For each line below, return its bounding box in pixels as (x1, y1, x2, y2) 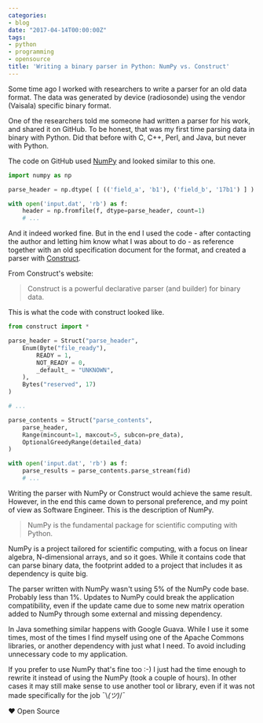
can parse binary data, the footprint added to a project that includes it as (8, 561, 243, 570)
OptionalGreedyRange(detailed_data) (22, 438, 143, 446)
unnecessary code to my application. (8, 649, 128, 659)
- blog (8, 19, 30, 27)
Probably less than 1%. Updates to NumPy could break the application (8, 592, 235, 601)
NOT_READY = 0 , (36, 359, 86, 367)
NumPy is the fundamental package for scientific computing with (27, 520, 238, 530)
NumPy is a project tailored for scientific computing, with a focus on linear (8, 543, 248, 553)
